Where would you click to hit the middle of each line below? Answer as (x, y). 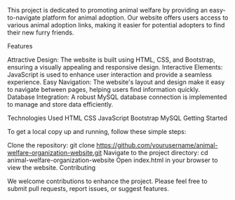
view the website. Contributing (52, 167)
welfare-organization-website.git (55, 153)
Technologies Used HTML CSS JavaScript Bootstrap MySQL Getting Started (117, 118)
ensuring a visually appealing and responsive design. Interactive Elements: (115, 67)
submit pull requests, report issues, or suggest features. (88, 188)
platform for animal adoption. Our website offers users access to (135, 18)
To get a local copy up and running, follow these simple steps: (97, 132)
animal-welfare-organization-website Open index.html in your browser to (113, 160)
